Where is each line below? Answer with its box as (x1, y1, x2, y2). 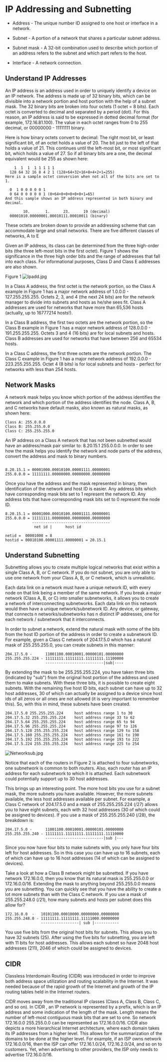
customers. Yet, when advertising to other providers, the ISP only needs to (5, 1046, 158, 1052)
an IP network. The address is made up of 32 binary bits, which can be (5, 92, 151, 98)
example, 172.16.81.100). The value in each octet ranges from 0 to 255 (5, 119, 148, 125)
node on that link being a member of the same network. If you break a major (5, 590, 162, 596)
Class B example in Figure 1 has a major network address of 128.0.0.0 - (5, 324, 151, 330)
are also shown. (5, 263, 38, 269)
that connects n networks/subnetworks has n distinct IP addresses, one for (5, 611, 160, 617)
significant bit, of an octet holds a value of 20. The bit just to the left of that (5, 139, 159, 145)
